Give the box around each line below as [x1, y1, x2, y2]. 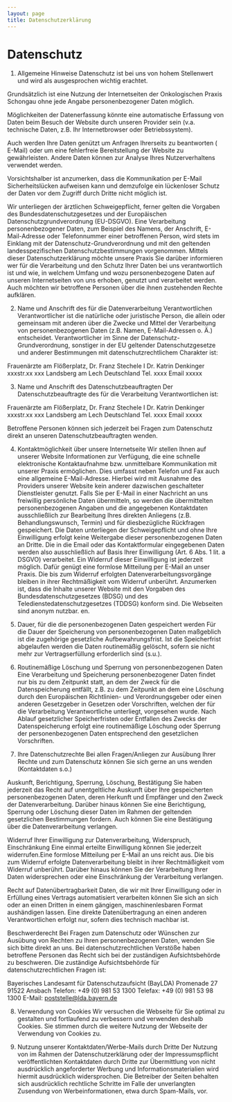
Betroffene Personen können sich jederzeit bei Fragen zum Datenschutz [7, 424, 213, 433]
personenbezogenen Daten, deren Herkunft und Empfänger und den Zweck [7, 793, 224, 801]
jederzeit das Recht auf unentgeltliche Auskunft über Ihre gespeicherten [7, 785, 213, 794]
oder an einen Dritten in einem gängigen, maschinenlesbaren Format [7, 901, 203, 909]
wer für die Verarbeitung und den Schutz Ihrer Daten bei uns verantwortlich [7, 261, 223, 270]
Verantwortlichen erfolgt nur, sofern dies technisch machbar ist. [7, 916, 190, 924]
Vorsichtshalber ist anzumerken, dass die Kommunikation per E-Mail [7, 175, 202, 183]
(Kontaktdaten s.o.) [17, 765, 73, 773]
